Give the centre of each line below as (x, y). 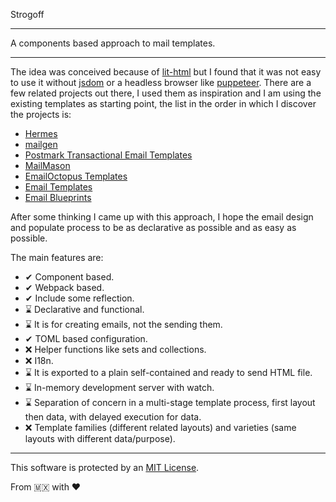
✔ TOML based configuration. (86, 338)
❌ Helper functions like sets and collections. (115, 349)
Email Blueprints (58, 197)
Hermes (41, 133)
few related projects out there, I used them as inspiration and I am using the (166, 93)
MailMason (47, 165)
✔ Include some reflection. (79, 298)
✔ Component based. (69, 277)
